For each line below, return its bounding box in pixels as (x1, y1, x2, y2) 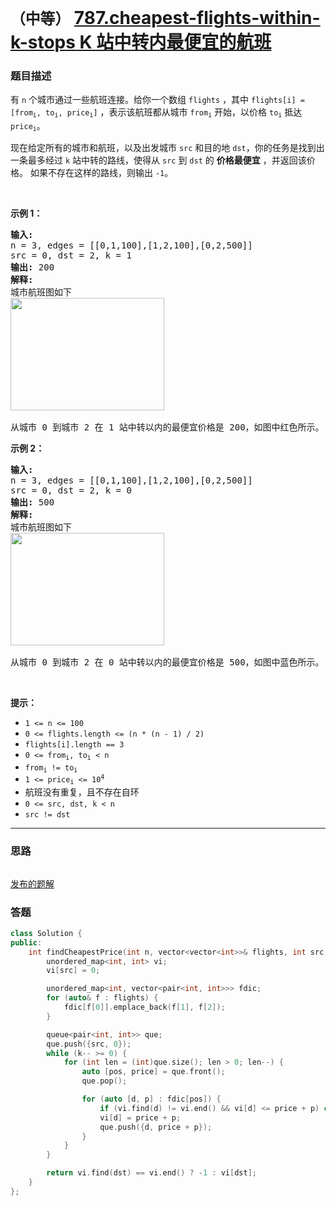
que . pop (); (81, 1076, 128, 1086)
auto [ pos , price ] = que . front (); (81, 1067, 226, 1077)
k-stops (10, 31, 76, 54)
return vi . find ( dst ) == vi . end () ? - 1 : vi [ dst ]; (46, 1168, 257, 1178)
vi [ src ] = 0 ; (46, 966, 101, 976)
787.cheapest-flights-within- (73, 7, 321, 30)
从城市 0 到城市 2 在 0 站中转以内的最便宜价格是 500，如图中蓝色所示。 (10, 657, 325, 668)
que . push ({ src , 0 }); (46, 1039, 132, 1049)
